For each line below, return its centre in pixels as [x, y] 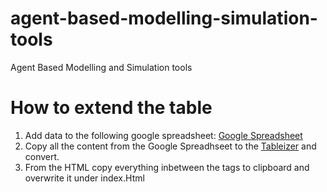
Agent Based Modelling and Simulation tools [101, 67]
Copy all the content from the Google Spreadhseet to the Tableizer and [170, 146]
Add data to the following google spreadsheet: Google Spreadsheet [163, 135]
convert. [42, 156]
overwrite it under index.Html [84, 178]
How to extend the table [111, 108]
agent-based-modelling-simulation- [164, 18]
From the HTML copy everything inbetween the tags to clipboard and [167, 167]
